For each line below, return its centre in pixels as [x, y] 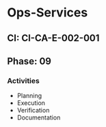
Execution [31, 103]
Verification [33, 111]
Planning [29, 96]
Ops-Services [48, 13]
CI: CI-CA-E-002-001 [53, 38]
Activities [23, 80]
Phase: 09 [29, 61]
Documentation [39, 117]
